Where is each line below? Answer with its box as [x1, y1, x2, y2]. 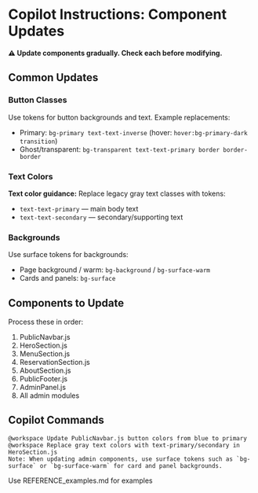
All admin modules [19, 391, 80, 400]
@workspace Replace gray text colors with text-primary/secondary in [8, 441, 241, 449]
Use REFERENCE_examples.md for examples [8, 476, 153, 485]
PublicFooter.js [19, 374, 68, 384]
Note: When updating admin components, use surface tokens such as [8, 454, 234, 463]
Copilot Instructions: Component [8, 6, 227, 24]
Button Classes [8, 94, 68, 105]
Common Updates [8, 71, 99, 84]
